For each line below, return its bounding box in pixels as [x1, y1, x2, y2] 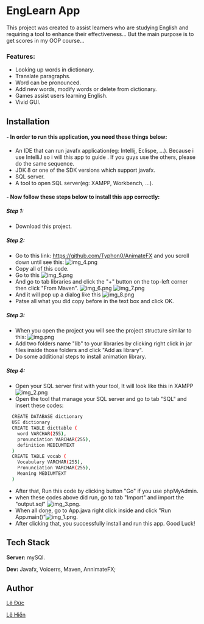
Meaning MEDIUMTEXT [17, 471, 67, 477]
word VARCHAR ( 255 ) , [17, 430, 67, 437]
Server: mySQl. [6, 554, 46, 561]
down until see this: [15, 259, 65, 266]
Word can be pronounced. [15, 79, 81, 86]
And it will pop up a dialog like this [15, 291, 101, 298]
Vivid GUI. [15, 98, 41, 106]
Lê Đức [6, 600, 24, 607]
